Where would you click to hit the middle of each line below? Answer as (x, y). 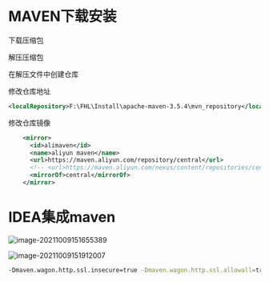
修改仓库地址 (29, 91)
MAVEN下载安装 (63, 16)
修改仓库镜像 (29, 123)
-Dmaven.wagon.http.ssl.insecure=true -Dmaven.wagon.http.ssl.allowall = (132, 270)
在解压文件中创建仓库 (43, 74)
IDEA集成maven (62, 218)
